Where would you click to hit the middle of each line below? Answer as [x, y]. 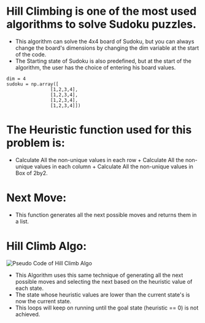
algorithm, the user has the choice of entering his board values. [95, 67]
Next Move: [37, 198]
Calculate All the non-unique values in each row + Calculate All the [99, 160]
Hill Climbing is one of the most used [102, 11]
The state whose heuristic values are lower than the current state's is [102, 294]
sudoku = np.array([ [33, 84]
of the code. [31, 54]
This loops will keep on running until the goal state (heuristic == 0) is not [107, 308]
